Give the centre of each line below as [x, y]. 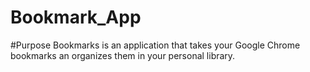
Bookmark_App [76, 17]
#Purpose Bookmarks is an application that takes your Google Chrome [155, 45]
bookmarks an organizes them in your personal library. [123, 55]
